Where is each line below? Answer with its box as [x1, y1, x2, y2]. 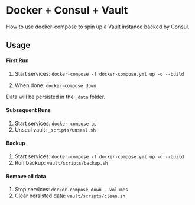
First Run [6, 57, 29, 64]
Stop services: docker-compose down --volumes [14, 186, 128, 193]
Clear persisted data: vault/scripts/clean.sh [14, 192, 126, 199]
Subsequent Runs [6, 107, 51, 114]
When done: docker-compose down [14, 81, 96, 89]
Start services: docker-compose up [14, 120, 97, 127]
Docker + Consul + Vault [6, 4, 128, 17]
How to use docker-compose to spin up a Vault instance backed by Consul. [6, 23, 190, 30]
